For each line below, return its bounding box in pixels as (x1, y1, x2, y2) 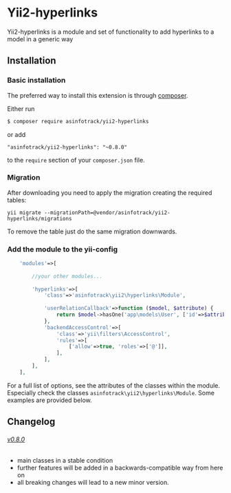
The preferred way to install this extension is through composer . (7, 91, 188, 99)
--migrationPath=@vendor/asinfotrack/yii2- (43, 209, 170, 216)
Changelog (7, 416, 56, 428)
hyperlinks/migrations (7, 215, 72, 222)
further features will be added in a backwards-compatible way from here (16, 463, 223, 472)
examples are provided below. (7, 396, 93, 404)
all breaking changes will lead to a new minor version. (16, 479, 170, 487)
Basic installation (7, 76, 66, 85)
